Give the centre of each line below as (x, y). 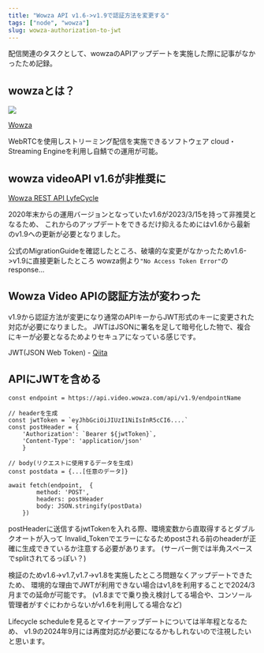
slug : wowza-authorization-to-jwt (65, 30)
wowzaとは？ (42, 90)
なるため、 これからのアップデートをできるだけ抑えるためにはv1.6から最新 (129, 224)
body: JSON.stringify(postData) (90, 506)
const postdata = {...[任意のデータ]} (68, 471)
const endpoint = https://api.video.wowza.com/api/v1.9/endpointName (125, 398)
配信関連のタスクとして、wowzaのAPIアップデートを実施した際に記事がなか (132, 54)
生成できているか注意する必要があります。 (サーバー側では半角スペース (137, 548)
